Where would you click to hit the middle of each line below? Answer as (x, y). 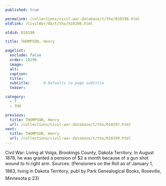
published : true (22, 10)
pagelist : (16, 50)
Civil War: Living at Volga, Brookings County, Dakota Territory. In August (79, 152)
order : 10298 (23, 60)
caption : (19, 74)
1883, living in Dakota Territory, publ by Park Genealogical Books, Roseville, (83, 171)
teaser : (18, 88)
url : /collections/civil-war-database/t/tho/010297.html (70, 124)
